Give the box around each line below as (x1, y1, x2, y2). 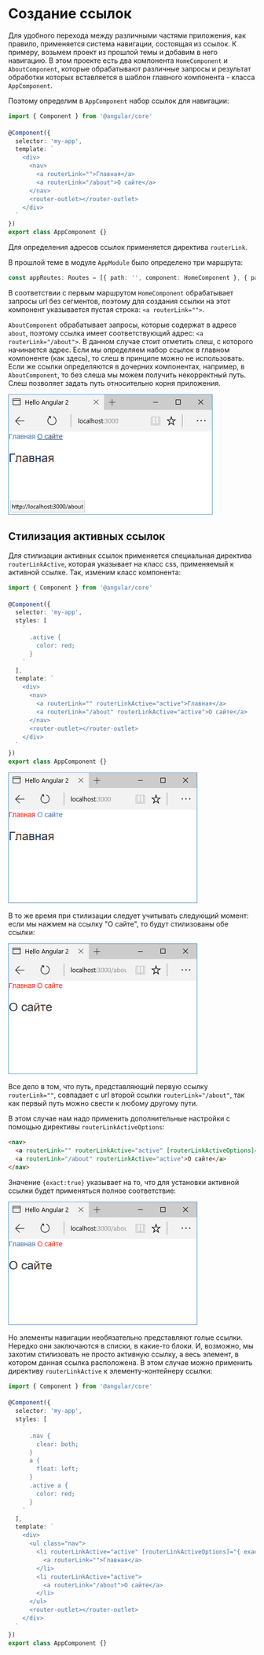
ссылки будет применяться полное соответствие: (8, 1186, 177, 1195)
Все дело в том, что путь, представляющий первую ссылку (8, 1082, 208, 1091)
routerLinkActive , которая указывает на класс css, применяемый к (8, 559, 234, 568)
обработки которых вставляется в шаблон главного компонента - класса (8, 72, 255, 82)
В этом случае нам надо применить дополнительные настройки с (8, 1114, 230, 1123)
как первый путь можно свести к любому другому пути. (8, 1099, 198, 1108)
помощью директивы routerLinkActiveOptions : (8, 1122, 165, 1132)
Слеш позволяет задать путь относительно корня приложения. (8, 378, 222, 387)
